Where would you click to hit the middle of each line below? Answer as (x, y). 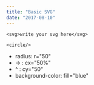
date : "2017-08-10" (31, 18)
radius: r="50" (33, 56)
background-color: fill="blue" (52, 75)
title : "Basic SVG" (31, 12)
